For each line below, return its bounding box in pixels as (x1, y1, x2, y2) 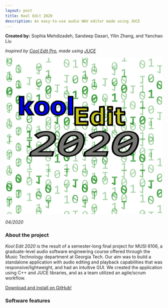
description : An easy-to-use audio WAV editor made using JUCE (5, 18, 140, 23)
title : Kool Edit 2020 (5, 13, 53, 18)
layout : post (5, 8, 33, 13)
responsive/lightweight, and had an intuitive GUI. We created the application (5, 264, 162, 270)
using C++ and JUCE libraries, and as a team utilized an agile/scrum (5, 269, 146, 275)
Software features (5, 297, 51, 304)
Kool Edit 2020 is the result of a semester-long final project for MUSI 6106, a (5, 243, 163, 249)
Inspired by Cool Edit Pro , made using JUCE (5, 48, 96, 54)
